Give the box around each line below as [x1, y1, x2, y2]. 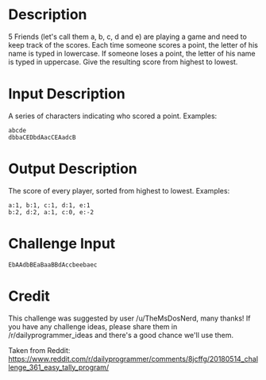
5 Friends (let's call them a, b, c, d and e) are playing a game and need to [8, 32, 248, 41]
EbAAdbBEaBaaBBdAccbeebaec [8, 260, 98, 269]
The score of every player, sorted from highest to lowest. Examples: [8, 186, 230, 195]
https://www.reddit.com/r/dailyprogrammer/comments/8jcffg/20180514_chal [8, 354, 259, 363]
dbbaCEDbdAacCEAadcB [8, 133, 77, 141]
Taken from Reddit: [8, 345, 71, 355]
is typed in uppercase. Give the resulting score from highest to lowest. [8, 57, 238, 67]
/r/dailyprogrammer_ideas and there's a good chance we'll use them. [8, 330, 234, 340]
